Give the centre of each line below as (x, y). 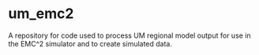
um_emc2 (41, 14)
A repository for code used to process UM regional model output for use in (129, 35)
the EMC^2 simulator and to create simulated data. (90, 43)
